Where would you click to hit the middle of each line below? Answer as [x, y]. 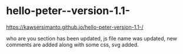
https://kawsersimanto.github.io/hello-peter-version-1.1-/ [75, 27]
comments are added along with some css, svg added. [73, 45]
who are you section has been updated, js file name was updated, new [92, 38]
